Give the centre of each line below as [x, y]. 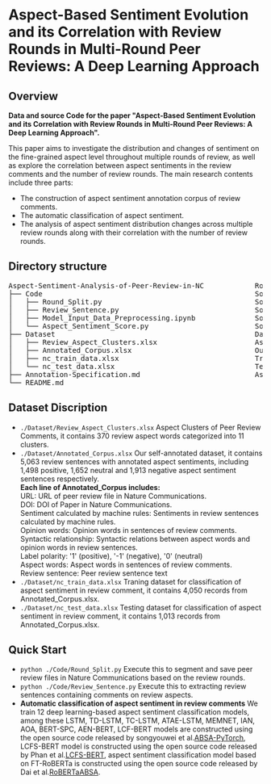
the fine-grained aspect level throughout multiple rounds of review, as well [132, 157]
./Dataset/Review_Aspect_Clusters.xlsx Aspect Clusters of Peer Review [140, 427]
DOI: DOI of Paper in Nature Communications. [96, 504]
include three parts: [41, 182]
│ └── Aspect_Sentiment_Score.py [79, 326]
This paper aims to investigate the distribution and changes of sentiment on [134, 148]
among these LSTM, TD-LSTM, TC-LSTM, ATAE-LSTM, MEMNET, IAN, [138, 721]
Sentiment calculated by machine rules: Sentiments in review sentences [140, 513]
